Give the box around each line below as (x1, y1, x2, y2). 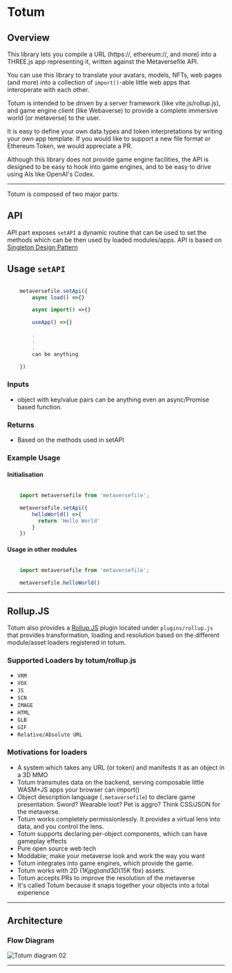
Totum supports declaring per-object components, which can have (17, 829, 208, 838)
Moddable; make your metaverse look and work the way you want (17, 851, 205, 859)
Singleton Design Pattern (7, 243, 78, 251)
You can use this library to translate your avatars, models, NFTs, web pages (7, 71, 222, 79)
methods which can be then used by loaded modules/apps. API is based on (7, 235, 222, 244)
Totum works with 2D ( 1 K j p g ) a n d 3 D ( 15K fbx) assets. (17, 866, 166, 875)
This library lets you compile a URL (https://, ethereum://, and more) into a (7, 50, 217, 58)
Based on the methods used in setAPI (17, 436, 124, 444)
